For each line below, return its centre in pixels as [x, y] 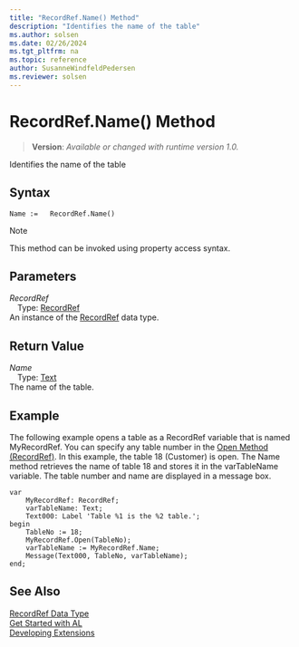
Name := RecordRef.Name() [63, 214]
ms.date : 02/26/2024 [48, 43]
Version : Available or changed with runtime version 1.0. [135, 147]
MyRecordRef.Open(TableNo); [78, 540]
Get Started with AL [46, 623]
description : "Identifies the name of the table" [105, 26]
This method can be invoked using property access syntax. [120, 248]
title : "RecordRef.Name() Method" [75, 18]
